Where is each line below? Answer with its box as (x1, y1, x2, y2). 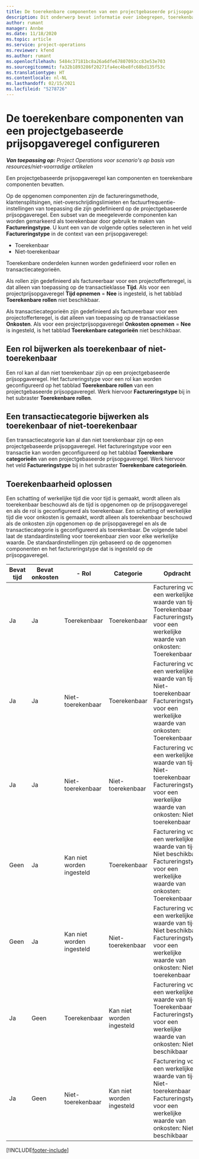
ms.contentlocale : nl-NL (6, 75, 68, 81)
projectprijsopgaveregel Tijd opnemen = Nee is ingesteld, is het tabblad (6, 289, 182, 297)
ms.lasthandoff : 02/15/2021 (6, 81, 76, 87)
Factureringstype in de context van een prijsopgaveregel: (6, 230, 148, 237)
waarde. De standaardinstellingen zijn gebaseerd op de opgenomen (6, 539, 172, 546)
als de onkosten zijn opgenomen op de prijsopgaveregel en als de (6, 520, 167, 527)
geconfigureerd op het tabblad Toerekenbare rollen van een (6, 382, 154, 389)
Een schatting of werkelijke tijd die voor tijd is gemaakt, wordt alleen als (6, 495, 181, 502)
